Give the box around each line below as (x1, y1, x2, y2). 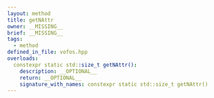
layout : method (7, 10, 51, 17)
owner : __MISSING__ (7, 23, 64, 30)
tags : (7, 36, 23, 43)
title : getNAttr (7, 17, 54, 23)
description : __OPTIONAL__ (19, 68, 97, 75)
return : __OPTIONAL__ (19, 74, 81, 81)
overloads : (7, 55, 39, 62)
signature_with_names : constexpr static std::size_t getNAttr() (19, 81, 208, 88)
